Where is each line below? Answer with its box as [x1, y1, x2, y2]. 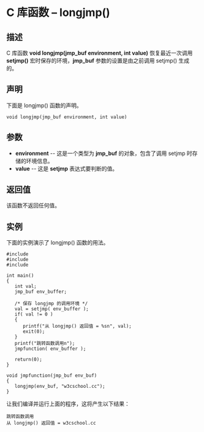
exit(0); [22, 328, 45, 335]
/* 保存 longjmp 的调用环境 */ [14, 301, 88, 307]
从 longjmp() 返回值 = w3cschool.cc [6, 420, 96, 426]
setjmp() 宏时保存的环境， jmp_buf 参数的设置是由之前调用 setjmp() [6, 57, 178, 64]
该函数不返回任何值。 [6, 202, 60, 209]
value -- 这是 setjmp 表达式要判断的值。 [15, 165, 118, 172]
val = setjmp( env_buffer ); [14, 306, 89, 313]
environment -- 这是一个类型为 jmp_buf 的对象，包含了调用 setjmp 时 [15, 150, 193, 157]
